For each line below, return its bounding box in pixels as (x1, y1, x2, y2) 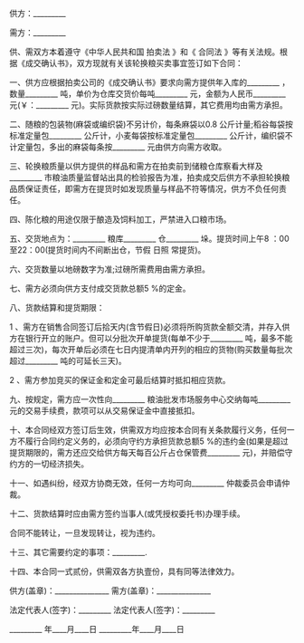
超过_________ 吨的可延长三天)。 (9, 356, 127, 366)
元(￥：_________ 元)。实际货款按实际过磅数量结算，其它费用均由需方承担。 (9, 100, 288, 110)
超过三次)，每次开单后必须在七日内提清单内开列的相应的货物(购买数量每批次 (9, 344, 293, 355)
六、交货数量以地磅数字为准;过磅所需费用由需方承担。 (9, 264, 211, 274)
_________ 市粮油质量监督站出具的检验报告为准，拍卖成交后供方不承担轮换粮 (9, 172, 290, 183)
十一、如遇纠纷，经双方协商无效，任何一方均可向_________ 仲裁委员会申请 (9, 478, 282, 488)
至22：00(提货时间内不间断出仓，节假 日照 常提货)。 (9, 245, 206, 255)
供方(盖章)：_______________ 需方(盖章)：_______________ (9, 585, 211, 596)
